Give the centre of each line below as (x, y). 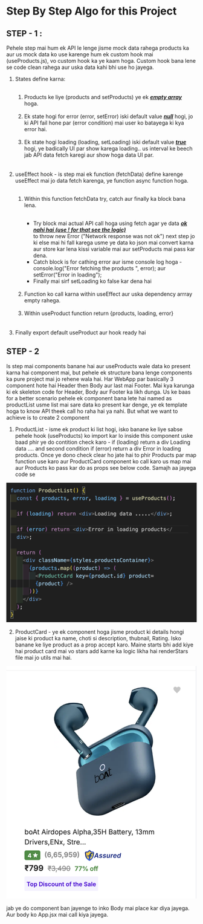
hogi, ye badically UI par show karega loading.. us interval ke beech (108, 148)
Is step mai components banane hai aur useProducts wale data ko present (98, 366)
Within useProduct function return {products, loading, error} (99, 313)
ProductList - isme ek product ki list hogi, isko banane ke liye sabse (99, 429)
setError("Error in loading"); (67, 275)
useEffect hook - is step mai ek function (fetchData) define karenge (99, 174)
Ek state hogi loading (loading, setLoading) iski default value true (105, 142)
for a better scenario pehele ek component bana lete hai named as (89, 398)
